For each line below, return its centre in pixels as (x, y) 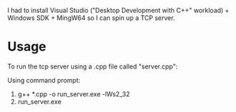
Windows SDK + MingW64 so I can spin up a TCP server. (91, 18)
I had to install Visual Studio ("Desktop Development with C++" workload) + (118, 10)
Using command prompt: (44, 80)
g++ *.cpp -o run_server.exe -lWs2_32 (74, 94)
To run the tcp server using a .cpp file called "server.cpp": (93, 66)
